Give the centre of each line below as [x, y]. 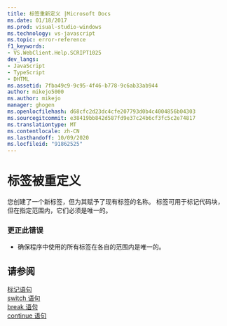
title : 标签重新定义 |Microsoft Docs [59, 14]
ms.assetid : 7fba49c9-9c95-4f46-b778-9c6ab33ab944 [83, 86]
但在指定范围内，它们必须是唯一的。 [60, 210]
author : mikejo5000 [36, 92]
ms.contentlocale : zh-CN [43, 131]
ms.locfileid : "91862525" [45, 144]
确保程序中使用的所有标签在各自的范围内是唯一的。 [91, 247]
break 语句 [23, 307]
